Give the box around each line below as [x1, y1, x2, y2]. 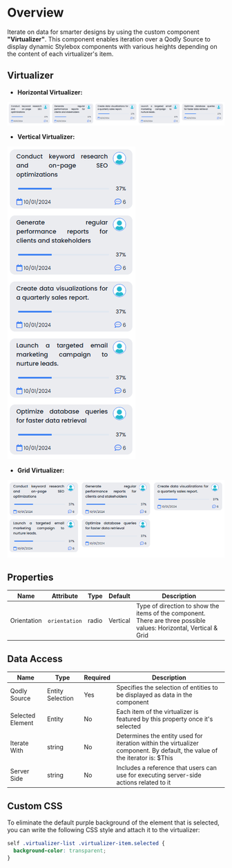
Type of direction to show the [135, 601, 220, 610]
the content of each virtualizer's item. [7, 50, 114, 58]
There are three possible [135, 616, 206, 624]
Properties [7, 571, 54, 583]
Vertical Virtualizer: [17, 133, 75, 141]
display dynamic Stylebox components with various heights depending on [7, 42, 217, 50]
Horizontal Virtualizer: [17, 88, 83, 96]
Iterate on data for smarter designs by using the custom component [7, 28, 200, 36]
